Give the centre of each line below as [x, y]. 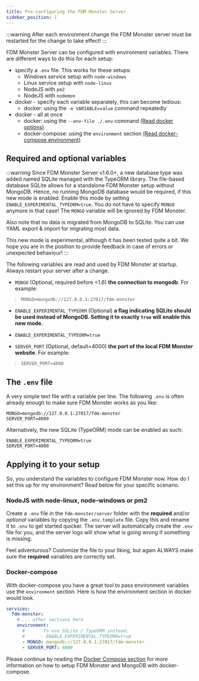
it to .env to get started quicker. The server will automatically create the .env [99, 526]
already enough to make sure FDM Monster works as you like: [82, 403]
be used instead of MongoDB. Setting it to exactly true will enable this [102, 317]
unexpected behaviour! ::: [37, 253]
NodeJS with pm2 [44, 89]
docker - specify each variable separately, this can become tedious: [98, 101]
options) [34, 127]
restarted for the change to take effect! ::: [57, 41]
